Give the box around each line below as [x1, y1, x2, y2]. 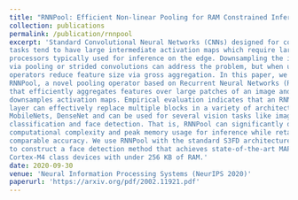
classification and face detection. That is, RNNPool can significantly [9, 120, 284, 129]
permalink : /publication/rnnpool [9, 29, 133, 38]
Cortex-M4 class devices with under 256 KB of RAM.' [9, 152, 208, 162]
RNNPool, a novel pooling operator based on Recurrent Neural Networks [9, 79, 279, 88]
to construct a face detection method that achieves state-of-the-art [9, 144, 276, 153]
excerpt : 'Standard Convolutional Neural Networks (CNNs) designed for [9, 37, 279, 47]
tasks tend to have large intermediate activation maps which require [9, 46, 276, 55]
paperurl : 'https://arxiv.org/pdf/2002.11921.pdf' [9, 178, 200, 187]
